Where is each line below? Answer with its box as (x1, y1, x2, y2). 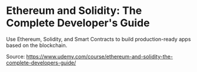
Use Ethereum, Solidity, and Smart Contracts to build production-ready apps (6, 35, 191, 42)
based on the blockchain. (6, 42, 68, 49)
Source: (6, 53, 25, 60)
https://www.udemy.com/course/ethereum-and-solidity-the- (26, 53, 173, 60)
